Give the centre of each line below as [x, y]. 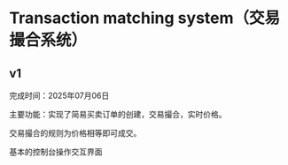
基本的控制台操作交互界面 [56, 152]
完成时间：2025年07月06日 [59, 95]
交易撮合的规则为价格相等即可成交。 [75, 133]
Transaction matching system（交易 [145, 18]
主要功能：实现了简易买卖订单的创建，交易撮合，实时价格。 [118, 114]
